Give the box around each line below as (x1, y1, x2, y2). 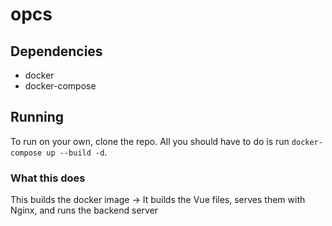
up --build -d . (46, 146, 108, 158)
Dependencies (10, 43, 103, 60)
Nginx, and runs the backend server (10, 204, 159, 217)
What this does (10, 171, 86, 185)
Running (10, 109, 65, 126)
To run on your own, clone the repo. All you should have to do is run (10, 135, 290, 147)
